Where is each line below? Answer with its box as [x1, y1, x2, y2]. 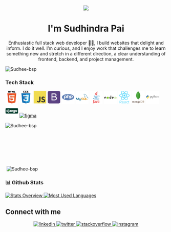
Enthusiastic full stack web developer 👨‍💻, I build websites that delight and [8, 40, 164, 46]
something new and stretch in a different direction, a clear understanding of [6, 51, 166, 57]
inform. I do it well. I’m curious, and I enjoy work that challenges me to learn [6, 45, 166, 51]
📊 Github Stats [5, 179, 44, 186]
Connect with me [5, 207, 61, 216]
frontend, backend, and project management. [38, 56, 134, 63]
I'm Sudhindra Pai [48, 23, 124, 34]
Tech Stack [5, 79, 34, 86]
